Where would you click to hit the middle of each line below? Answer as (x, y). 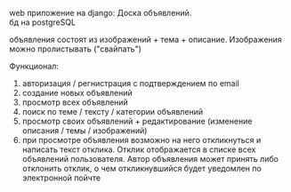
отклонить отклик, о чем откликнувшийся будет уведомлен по (142, 168)
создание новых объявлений (77, 93)
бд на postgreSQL (43, 22)
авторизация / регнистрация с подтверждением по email (131, 83)
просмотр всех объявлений (75, 102)
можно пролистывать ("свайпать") (76, 49)
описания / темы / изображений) (85, 131)
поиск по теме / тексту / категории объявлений (112, 112)
